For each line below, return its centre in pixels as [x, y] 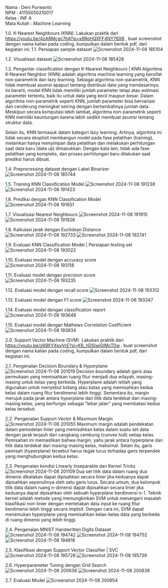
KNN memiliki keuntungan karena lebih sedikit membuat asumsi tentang [80, 117]
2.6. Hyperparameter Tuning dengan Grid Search [56, 565]
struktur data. [19, 122]
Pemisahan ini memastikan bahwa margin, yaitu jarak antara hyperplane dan [84, 440]
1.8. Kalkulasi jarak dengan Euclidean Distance [53, 230]
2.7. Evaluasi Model [25, 580]
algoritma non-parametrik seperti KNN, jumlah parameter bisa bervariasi [80, 101]
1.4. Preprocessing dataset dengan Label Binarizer [57, 169]
